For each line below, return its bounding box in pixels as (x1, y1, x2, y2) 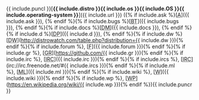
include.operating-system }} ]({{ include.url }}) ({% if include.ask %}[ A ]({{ (6, 11, 189, 18)
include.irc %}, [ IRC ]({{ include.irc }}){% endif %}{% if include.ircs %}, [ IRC (6, 56, 192, 62)
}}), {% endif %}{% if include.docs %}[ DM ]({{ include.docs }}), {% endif (6, 24, 184, 31)
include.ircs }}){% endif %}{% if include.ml (69, 62, 175, 69)
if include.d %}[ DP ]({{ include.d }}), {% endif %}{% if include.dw (14, 30, 174, 37)
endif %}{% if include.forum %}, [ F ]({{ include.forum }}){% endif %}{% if (6, 43, 186, 50)
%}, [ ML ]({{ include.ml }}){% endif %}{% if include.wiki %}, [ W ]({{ (6, 68, 169, 75)
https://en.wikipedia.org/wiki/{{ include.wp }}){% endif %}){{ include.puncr (8, 81, 192, 88)
